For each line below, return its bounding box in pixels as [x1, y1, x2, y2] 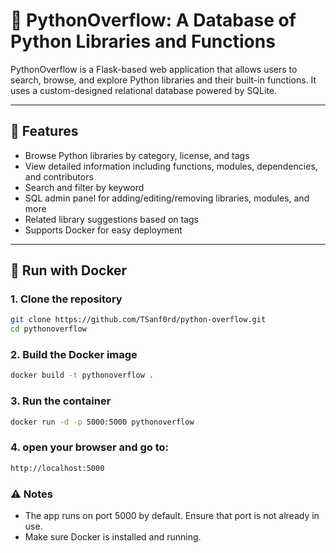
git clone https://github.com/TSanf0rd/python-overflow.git [10, 315, 267, 325]
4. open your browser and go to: [10, 440, 169, 454]
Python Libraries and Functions [10, 30, 276, 53]
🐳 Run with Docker [10, 262, 128, 279]
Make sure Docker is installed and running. [24, 531, 202, 543]
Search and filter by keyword [24, 181, 145, 193]
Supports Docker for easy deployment [24, 224, 183, 236]
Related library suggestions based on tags [24, 213, 199, 225]
